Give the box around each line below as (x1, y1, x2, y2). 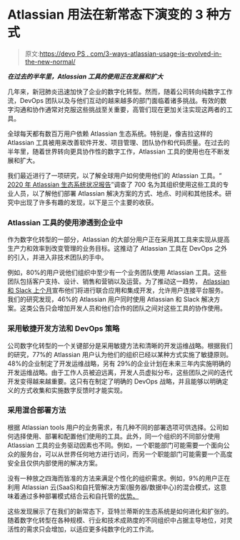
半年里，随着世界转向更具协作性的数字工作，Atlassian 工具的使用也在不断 (7, 147, 224, 156)
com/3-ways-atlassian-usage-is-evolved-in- (90, 49, 222, 58)
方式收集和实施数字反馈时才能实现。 (19, 386, 126, 394)
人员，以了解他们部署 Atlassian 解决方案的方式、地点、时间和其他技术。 (13, 189, 226, 197)
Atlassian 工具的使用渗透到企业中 (7, 217, 123, 227)
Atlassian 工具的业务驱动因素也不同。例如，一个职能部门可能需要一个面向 (7, 441, 224, 449)
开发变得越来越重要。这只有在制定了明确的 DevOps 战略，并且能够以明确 (7, 376, 223, 386)
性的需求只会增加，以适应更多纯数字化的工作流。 (13, 524, 158, 533)
